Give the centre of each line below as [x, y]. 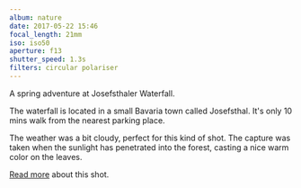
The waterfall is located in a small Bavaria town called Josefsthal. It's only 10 [151, 111]
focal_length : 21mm [46, 34]
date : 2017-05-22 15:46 [54, 26]
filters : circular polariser [64, 68]
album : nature [36, 18]
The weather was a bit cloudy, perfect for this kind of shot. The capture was [150, 138]
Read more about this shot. [59, 174]
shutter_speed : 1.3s [48, 59]
